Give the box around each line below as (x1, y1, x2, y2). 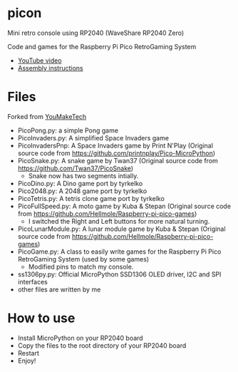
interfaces (17, 277, 48, 286)
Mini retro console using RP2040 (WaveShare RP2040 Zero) (7, 29, 185, 37)
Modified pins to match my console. (28, 262, 134, 271)
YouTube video (17, 56, 62, 65)
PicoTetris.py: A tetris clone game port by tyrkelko (17, 194, 165, 202)
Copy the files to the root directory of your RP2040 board (17, 341, 187, 350)
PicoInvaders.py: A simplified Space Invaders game (17, 133, 170, 142)
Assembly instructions (17, 63, 83, 72)
